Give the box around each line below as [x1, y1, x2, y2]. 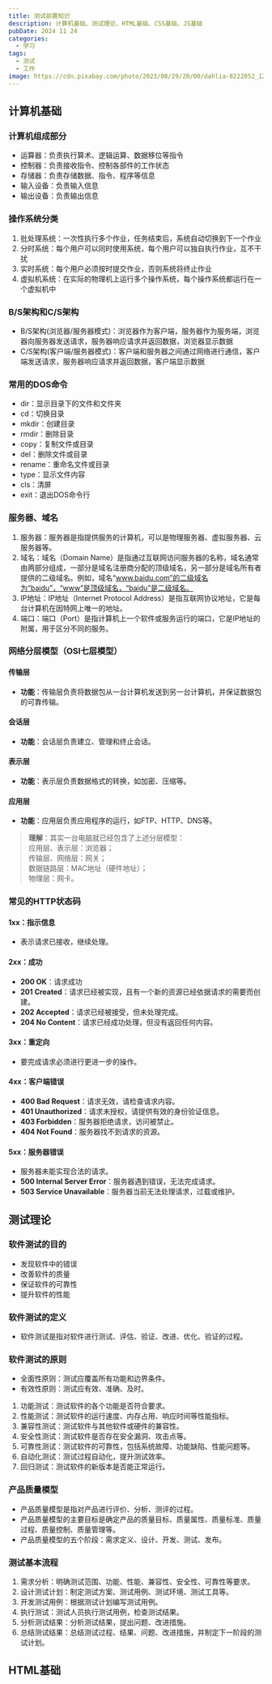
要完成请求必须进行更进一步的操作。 [19, 1056, 142, 1066]
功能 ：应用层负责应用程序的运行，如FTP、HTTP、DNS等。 [19, 816, 217, 825]
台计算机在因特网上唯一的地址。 [19, 603, 127, 613]
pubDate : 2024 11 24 [8, 27, 79, 35]
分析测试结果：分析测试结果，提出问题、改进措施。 [19, 1618, 191, 1627]
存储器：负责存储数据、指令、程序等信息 [19, 171, 155, 181]
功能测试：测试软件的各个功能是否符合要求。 [19, 1401, 170, 1411]
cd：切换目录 [19, 409, 65, 418]
